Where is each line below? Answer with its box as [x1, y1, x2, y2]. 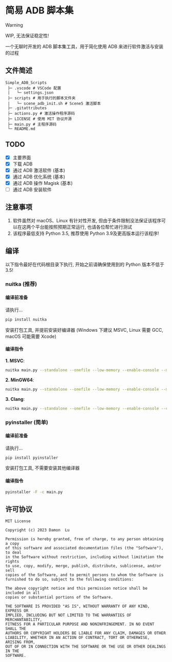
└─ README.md [7, 126, 36, 131]
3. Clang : [5, 396, 25, 402]
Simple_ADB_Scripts [5, 80, 47, 85]
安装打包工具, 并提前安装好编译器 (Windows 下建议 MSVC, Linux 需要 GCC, [5, 327, 164, 333]
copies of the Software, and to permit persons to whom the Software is [5, 572, 164, 578]
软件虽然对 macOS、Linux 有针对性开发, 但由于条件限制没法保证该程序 [12, 217, 161, 223]
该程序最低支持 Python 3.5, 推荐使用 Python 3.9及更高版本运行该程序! [12, 230, 159, 236]
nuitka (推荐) [5, 281, 37, 288]
